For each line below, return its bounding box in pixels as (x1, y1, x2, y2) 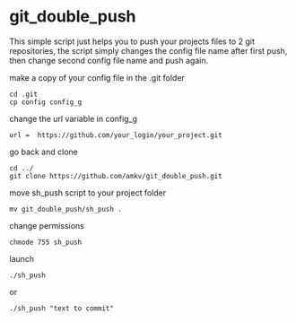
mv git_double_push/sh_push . (9, 205, 123, 213)
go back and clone (9, 146, 78, 157)
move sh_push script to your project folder (9, 187, 167, 198)
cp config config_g (9, 97, 83, 107)
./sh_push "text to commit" (9, 303, 115, 313)
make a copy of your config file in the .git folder (9, 72, 186, 83)
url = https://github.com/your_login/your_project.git (9, 130, 222, 140)
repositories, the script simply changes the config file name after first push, (9, 45, 288, 56)
